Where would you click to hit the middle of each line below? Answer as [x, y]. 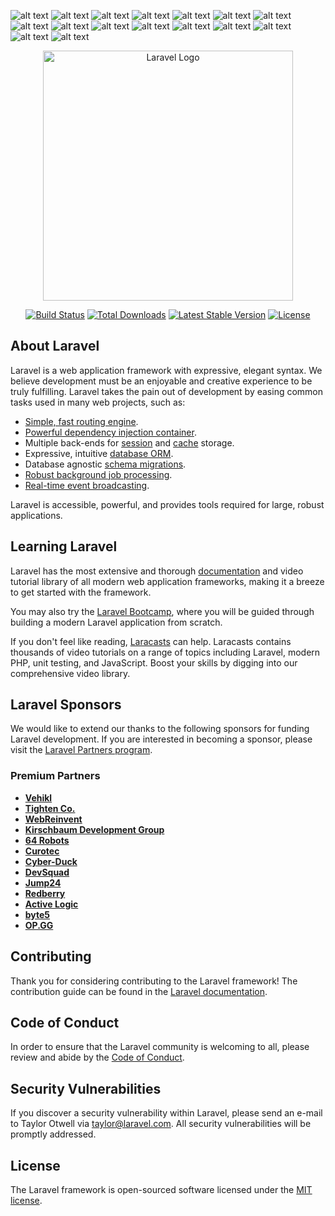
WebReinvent [53, 819]
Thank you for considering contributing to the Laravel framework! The [154, 981]
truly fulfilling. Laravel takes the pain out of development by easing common [167, 391]
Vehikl [38, 797]
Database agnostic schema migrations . [105, 464]
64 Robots [47, 840]
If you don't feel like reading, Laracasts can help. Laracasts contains [151, 641]
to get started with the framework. [81, 592]
